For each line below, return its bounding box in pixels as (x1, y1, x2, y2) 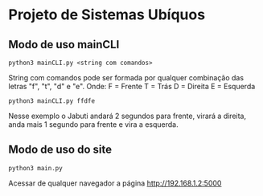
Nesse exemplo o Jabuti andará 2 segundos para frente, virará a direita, (8, 111, 247, 120)
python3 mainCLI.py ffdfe (8, 97, 95, 105)
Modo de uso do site (8, 143, 113, 157)
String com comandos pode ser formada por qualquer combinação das (8, 73, 244, 82)
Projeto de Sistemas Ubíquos (8, 6, 206, 24)
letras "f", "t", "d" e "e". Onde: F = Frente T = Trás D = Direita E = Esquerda (8, 82, 256, 91)
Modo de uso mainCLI (8, 38, 120, 51)
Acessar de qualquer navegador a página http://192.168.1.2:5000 (8, 178, 222, 188)
